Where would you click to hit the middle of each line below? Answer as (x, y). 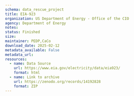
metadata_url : (19, 55)
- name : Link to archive (34, 77)
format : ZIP (26, 86)
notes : (12, 28)
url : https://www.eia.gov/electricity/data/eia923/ (67, 68)
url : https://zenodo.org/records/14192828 (57, 81)
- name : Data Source (30, 64)
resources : (16, 59)
